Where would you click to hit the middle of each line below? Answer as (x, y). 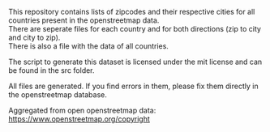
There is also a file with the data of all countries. (88, 46)
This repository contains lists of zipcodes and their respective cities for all (132, 12)
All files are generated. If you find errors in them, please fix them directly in (133, 86)
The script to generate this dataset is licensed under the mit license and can (135, 62)
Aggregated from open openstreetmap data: (82, 110)
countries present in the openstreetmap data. (84, 20)
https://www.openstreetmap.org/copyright (79, 119)
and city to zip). (34, 37)
